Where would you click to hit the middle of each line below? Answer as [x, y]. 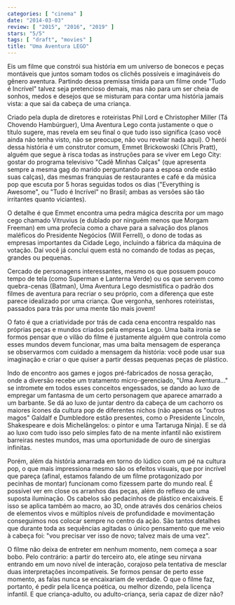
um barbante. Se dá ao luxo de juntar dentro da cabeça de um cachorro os [115, 403]
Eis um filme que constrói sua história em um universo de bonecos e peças [116, 66]
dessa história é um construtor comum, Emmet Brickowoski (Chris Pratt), [112, 147]
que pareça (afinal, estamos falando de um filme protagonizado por [105, 476]
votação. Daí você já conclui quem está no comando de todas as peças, [111, 250]
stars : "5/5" [26, 33]
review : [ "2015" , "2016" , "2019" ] [61, 27]
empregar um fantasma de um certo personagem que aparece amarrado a [115, 395]
